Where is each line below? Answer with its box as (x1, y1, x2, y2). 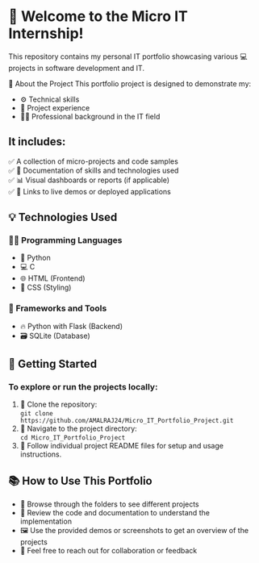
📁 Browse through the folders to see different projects (19, 499, 199, 509)
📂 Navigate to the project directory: (19, 423, 137, 434)
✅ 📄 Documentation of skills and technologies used (8, 165, 179, 175)
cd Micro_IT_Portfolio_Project (19, 434, 126, 442)
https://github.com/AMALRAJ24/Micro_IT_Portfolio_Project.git (19, 417, 234, 425)
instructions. (19, 449, 62, 459)
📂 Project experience (19, 102, 90, 112)
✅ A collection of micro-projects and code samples (8, 156, 179, 166)
